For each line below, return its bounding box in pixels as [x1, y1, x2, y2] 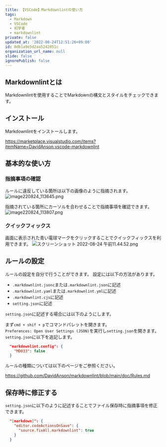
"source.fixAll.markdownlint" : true [18, 428, 94, 433]
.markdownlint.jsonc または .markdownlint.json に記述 [12, 282, 121, 288]
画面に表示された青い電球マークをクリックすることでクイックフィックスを [5, 234, 157, 240]
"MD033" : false [14, 348, 46, 353]
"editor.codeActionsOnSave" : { [14, 423, 79, 428]
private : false [5, 35, 37, 40]
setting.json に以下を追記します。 [5, 334, 75, 340]
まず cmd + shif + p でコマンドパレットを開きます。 [5, 322, 110, 328]
